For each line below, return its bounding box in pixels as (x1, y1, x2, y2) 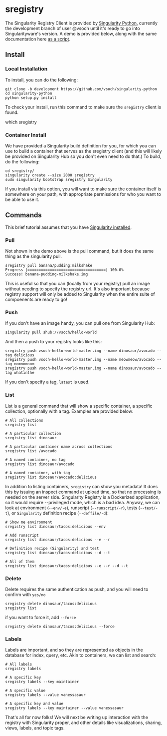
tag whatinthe (5, 370, 35, 375)
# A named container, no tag (5, 457, 66, 462)
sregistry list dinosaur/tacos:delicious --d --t (5, 550, 111, 555)
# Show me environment (5, 520, 52, 525)
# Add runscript (5, 533, 39, 538)
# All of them (5, 559, 35, 564)
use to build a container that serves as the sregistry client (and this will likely (5, 148, 162, 154)
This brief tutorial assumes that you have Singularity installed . (5, 224, 132, 230)
